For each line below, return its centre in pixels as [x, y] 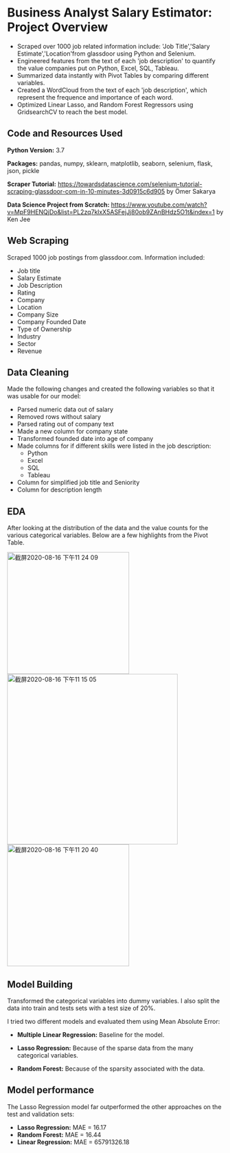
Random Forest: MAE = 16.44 [59, 1134]
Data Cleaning [38, 372]
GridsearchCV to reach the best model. [72, 112]
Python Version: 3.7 [36, 150]
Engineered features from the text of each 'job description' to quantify [116, 60]
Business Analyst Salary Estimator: [110, 13]
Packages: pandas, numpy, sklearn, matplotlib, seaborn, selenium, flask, [110, 163]
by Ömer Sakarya [191, 191]
